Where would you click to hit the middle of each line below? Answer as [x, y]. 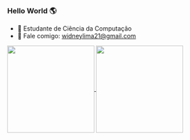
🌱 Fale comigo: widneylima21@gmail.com [77, 36]
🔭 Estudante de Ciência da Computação [74, 29]
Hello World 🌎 [32, 10]
